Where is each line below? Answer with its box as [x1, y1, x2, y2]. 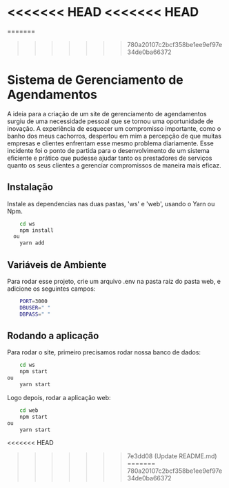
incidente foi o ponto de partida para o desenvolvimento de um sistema [7, 146, 210, 154]
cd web [19, 406, 39, 414]
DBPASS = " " [19, 311, 51, 318]
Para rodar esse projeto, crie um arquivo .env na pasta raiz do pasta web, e [7, 278, 221, 285]
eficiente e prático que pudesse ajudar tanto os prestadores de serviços [7, 154, 212, 162]
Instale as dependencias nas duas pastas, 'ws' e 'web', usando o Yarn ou [7, 199, 215, 208]
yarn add [19, 240, 45, 246]
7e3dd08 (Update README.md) [127, 452, 217, 460]
